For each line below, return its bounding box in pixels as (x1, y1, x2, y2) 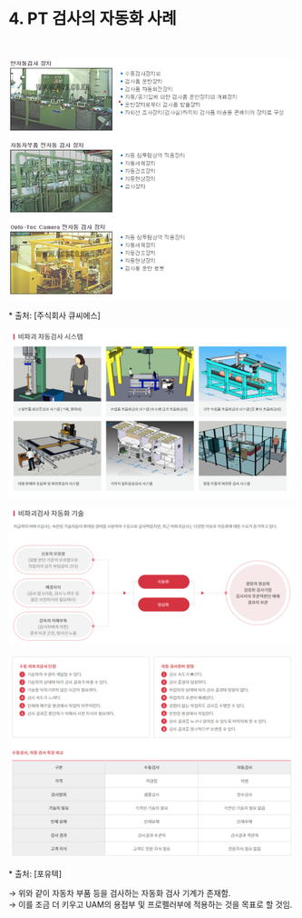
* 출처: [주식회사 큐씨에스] (8, 310, 101, 321)
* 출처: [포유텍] (8, 868, 63, 879)
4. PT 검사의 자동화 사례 (8, 8, 177, 29)
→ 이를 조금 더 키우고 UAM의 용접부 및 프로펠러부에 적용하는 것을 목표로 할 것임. (8, 899, 293, 910)
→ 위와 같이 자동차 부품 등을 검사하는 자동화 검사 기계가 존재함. (8, 887, 231, 898)
